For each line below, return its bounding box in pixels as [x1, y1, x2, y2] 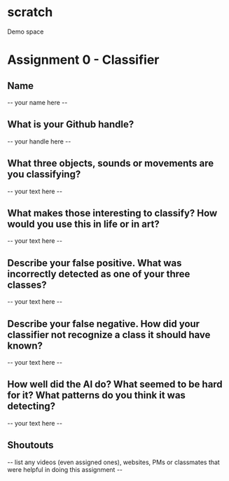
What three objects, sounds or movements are [7, 158, 214, 169]
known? [7, 340, 43, 351]
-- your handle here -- [7, 137, 71, 146]
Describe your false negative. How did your [7, 318, 200, 330]
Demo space [7, 27, 44, 36]
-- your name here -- [7, 98, 68, 106]
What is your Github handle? [7, 118, 134, 130]
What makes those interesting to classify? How [7, 207, 218, 219]
